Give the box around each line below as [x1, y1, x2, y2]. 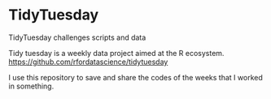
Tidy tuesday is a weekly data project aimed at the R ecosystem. [8, 48, 225, 58]
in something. [8, 81, 55, 91]
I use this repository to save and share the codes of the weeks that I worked [8, 72, 263, 82]
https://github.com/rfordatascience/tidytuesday [8, 57, 168, 67]
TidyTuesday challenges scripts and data [8, 32, 146, 42]
